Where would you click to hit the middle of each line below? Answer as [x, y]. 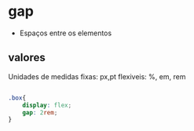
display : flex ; [47, 105]
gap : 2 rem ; [40, 112]
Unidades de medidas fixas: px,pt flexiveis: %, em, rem [97, 76]
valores [27, 58]
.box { [17, 98]
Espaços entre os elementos [66, 33]
